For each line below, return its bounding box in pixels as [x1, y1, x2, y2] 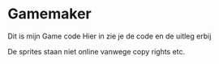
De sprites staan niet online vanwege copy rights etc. [7, 46, 186, 56]
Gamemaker [7, 5, 92, 23]
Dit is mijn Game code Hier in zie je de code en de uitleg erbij [7, 31, 212, 41]
